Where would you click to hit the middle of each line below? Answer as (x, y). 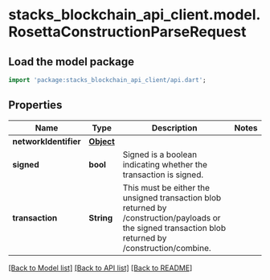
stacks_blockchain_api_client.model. (135, 15)
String (101, 217)
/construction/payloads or (172, 217)
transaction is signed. (163, 175)
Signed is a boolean (160, 154)
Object (102, 141)
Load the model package (72, 62)
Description (174, 128)
